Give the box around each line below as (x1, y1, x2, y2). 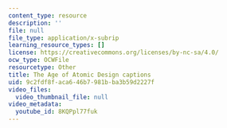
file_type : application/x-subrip (8, 33, 119, 42)
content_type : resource (8, 11, 88, 20)
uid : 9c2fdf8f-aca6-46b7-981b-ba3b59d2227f (8, 78, 155, 86)
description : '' (8, 19, 62, 27)
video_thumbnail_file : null (15, 93, 109, 101)
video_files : (8, 85, 52, 94)
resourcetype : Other (8, 64, 77, 72)
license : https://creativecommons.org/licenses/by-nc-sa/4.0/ (8, 48, 219, 56)
